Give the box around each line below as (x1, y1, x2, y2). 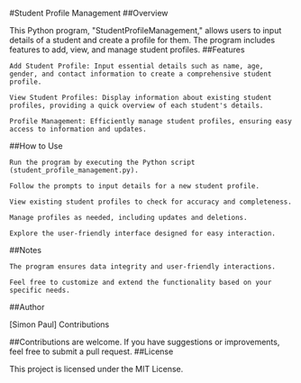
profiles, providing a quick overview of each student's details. (9, 101, 264, 110)
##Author (9, 302, 45, 312)
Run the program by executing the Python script (9, 158, 196, 167)
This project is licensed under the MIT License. (9, 364, 184, 374)
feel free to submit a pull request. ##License (9, 346, 174, 357)
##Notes (9, 245, 42, 255)
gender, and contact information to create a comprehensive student (9, 69, 272, 78)
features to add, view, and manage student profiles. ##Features (9, 44, 245, 55)
